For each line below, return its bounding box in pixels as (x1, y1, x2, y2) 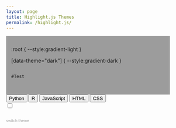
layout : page (6, 8, 38, 15)
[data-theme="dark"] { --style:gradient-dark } (11, 57, 122, 65)
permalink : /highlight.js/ (6, 19, 72, 25)
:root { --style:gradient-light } (11, 46, 82, 53)
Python (9, 95, 25, 102)
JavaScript (42, 95, 65, 102)
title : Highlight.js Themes (6, 14, 75, 20)
